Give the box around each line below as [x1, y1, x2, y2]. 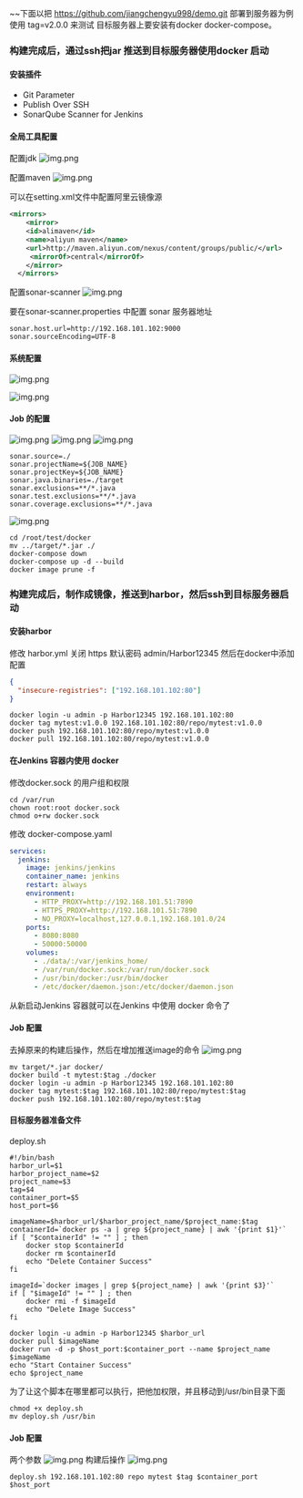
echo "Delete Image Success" [25, 1305, 136, 1314]
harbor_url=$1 [9, 1161, 64, 1170]
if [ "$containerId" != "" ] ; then [9, 1233, 148, 1242]
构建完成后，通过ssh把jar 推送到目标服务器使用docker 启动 [9, 44, 269, 57]
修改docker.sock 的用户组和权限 [9, 777, 130, 788]
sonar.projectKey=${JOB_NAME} [9, 468, 125, 477]
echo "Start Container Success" [9, 1360, 132, 1369]
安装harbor [9, 625, 52, 636]
